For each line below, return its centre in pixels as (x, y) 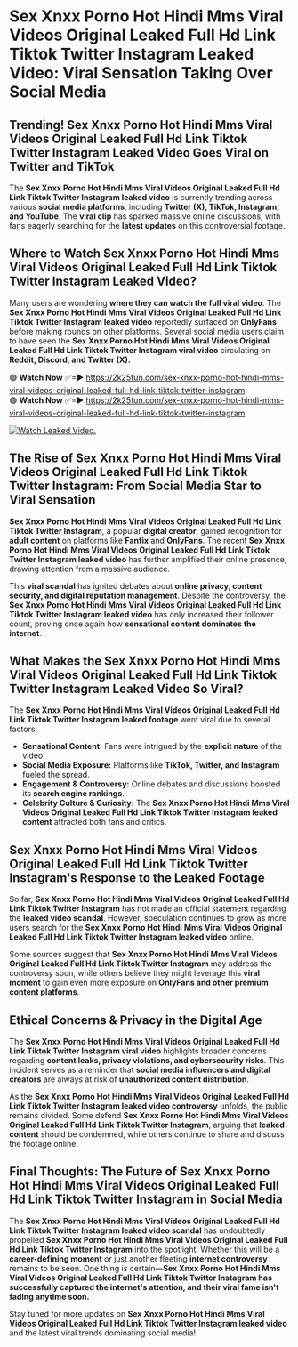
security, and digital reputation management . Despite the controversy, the (148, 595)
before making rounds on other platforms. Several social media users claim (147, 331)
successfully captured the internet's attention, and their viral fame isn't (144, 1287)
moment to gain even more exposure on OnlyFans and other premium (139, 983)
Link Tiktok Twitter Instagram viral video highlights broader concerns (138, 1051)
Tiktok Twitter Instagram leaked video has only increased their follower (141, 614)
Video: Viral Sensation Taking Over (141, 73)
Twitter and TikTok (62, 166)
